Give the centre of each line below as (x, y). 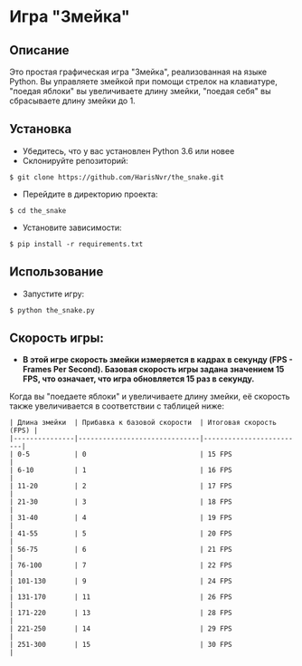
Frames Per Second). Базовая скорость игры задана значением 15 (153, 370)
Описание (39, 50)
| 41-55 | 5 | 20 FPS (121, 534)
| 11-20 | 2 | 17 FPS (121, 487)
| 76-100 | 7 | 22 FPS (121, 565)
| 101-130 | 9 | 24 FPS (121, 582)
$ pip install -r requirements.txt (76, 244)
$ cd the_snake (38, 210)
